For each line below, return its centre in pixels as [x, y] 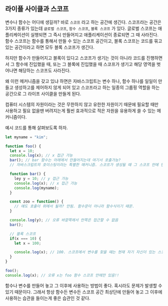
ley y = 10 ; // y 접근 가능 [41, 178]
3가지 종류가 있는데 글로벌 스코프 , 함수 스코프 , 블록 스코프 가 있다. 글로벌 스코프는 [81, 28]
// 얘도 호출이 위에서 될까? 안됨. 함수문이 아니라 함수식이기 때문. [74, 207]
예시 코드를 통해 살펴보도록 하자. [37, 128]
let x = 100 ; [28, 243]
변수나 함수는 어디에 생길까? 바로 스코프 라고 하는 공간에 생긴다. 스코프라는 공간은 [83, 22]
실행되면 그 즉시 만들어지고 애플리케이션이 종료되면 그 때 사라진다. [95, 35]
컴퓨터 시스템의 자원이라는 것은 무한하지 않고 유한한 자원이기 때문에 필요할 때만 [82, 104]
